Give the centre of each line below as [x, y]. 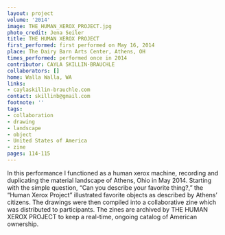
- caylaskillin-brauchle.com [49, 90]
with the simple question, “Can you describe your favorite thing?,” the [105, 187]
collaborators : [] [33, 71]
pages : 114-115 [29, 154]
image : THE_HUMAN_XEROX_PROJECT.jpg [59, 26]
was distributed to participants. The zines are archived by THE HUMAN [107, 209]
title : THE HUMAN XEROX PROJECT [53, 39]
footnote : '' [26, 103]
